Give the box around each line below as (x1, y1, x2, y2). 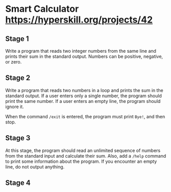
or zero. (5, 59, 22, 65)
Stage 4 (5, 179, 31, 187)
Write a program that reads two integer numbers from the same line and (5, 48, 157, 54)
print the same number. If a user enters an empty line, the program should (5, 98, 161, 104)
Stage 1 (5, 34, 29, 43)
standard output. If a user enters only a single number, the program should (5, 93, 162, 99)
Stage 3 (5, 134, 31, 142)
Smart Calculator (5, 3, 79, 15)
